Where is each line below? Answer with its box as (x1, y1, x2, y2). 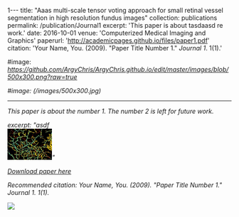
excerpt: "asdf (7, 121, 50, 129)
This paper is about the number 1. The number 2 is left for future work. (7, 107, 214, 115)
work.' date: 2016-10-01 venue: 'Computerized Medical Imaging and (7, 28, 206, 37)
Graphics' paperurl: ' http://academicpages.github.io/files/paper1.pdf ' (7, 36, 210, 45)
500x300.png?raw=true (7, 73, 78, 81)
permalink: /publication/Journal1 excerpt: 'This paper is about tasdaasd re (7, 21, 223, 29)
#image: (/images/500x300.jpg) (7, 87, 102, 95)
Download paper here (7, 167, 72, 175)
